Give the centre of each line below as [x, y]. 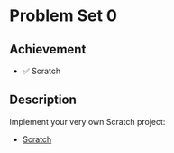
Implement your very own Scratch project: [87, 121]
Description [43, 100]
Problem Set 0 [63, 16]
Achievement [48, 49]
